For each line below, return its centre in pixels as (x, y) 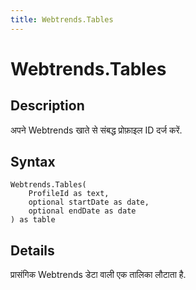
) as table (33, 220)
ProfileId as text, (69, 194)
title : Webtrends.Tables (62, 19)
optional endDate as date (82, 211)
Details (32, 250)
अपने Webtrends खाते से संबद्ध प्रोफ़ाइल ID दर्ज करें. (96, 130)
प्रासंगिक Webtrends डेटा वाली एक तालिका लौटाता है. (98, 275)
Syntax (33, 162)
